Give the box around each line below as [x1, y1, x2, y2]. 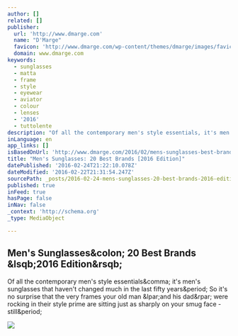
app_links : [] [7, 142, 50, 150]
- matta [13, 69, 37, 77]
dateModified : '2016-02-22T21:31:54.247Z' [7, 168, 135, 176]
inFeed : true [7, 189, 46, 196]
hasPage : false [7, 195, 52, 202]
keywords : [7, 57, 37, 64]
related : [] [7, 17, 42, 24]
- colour [13, 103, 40, 110]
